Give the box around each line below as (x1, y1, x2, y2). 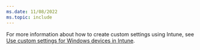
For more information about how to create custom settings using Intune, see (6, 30, 194, 37)
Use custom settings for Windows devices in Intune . (6, 37, 135, 44)
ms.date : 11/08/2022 (6, 8, 58, 15)
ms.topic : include (6, 14, 52, 20)
